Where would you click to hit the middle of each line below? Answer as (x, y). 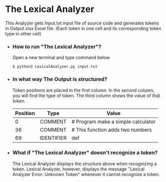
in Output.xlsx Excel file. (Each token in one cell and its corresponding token (83, 28)
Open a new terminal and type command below (61, 57)
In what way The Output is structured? (60, 79)
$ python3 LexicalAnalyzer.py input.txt (55, 67)
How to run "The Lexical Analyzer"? (57, 46)
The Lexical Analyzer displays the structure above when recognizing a (84, 163)
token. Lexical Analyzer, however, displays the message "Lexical (78, 169)
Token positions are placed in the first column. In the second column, (83, 90)
